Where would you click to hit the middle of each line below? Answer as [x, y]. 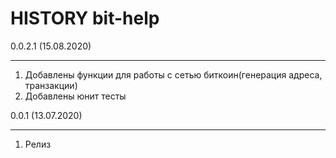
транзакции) [51, 85]
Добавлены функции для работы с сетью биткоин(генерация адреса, [173, 74]
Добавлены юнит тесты [75, 96]
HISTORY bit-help [85, 18]
